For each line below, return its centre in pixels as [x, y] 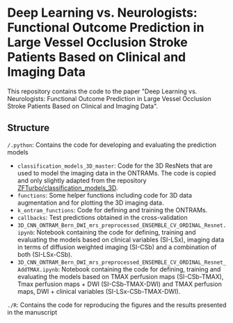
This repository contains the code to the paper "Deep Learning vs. [102, 91]
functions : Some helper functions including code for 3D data [105, 195]
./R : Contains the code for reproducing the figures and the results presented [117, 305]
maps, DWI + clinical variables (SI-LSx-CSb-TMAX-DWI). [99, 291]
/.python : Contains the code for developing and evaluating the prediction [112, 145]
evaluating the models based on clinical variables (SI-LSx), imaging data [121, 239]
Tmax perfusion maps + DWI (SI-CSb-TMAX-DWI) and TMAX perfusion [120, 284]
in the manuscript [32, 312]
